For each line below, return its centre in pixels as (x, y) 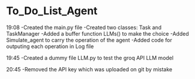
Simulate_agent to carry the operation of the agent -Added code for (89, 40)
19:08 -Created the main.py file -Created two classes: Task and (84, 27)
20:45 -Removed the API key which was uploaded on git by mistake (89, 69)
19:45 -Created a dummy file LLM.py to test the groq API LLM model (90, 58)
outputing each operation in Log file (50, 46)
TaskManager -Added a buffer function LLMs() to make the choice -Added (97, 33)
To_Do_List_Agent (52, 11)
